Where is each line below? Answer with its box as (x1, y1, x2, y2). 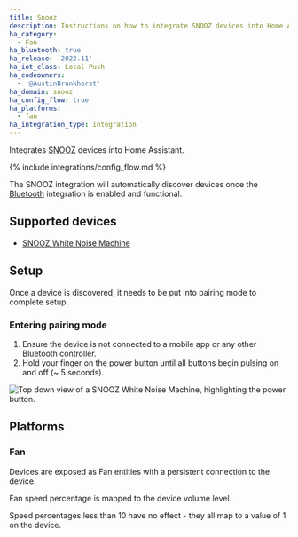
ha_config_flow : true (9, 95, 90, 105)
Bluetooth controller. (21, 348, 97, 359)
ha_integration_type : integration (9, 121, 137, 130)
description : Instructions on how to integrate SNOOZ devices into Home (9, 21, 284, 30)
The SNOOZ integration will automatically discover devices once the (9, 179, 259, 189)
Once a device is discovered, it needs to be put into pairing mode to (9, 287, 257, 297)
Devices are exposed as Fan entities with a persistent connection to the (9, 466, 271, 477)
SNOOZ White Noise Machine (21, 237, 130, 249)
